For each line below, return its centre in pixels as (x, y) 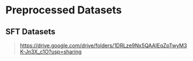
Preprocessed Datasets (64, 10)
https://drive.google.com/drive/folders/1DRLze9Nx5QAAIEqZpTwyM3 (104, 45)
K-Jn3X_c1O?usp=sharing (51, 52)
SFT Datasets (30, 32)
